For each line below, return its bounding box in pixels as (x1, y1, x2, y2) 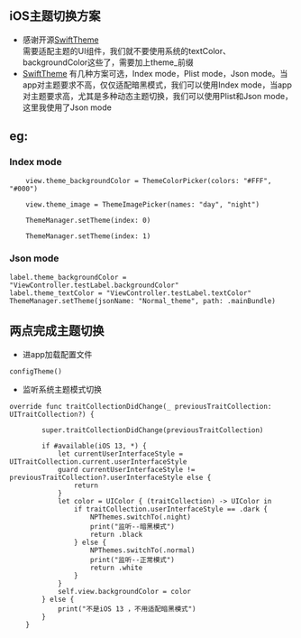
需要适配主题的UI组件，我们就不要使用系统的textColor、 (22, 45, 232, 56)
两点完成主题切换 (9, 323, 105, 338)
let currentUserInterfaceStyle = (57, 449, 183, 458)
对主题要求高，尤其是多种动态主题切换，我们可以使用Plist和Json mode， (22, 90, 293, 101)
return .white (89, 563, 143, 572)
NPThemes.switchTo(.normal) (89, 545, 196, 555)
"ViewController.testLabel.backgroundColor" (9, 281, 179, 290)
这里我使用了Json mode (22, 102, 113, 113)
